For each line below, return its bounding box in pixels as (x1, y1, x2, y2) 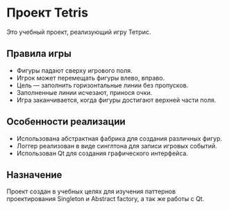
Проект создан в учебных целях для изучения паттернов (6, 187, 176, 195)
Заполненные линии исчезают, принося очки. (16, 88, 153, 96)
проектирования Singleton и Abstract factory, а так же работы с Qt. (6, 195, 205, 203)
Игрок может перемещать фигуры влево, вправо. (16, 73, 165, 82)
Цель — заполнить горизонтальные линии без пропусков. (16, 81, 189, 89)
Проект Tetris (6, 5, 88, 21)
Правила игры (6, 48, 72, 60)
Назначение (6, 168, 62, 181)
